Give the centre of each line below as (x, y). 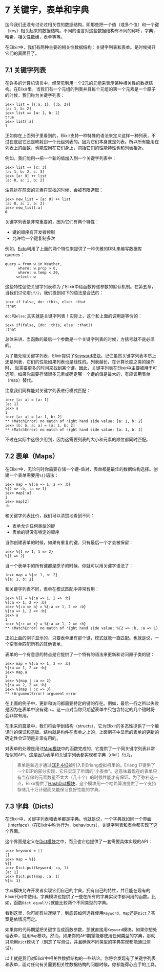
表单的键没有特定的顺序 (36, 532)
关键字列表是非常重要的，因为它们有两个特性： (52, 222)
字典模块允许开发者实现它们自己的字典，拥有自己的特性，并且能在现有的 (78, 890)
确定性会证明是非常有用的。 (33, 738)
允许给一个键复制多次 (33, 238)
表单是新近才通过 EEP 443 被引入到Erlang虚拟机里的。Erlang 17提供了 (86, 765)
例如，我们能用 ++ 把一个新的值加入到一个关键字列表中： (61, 158)
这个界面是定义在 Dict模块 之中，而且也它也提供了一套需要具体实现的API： (79, 841)
